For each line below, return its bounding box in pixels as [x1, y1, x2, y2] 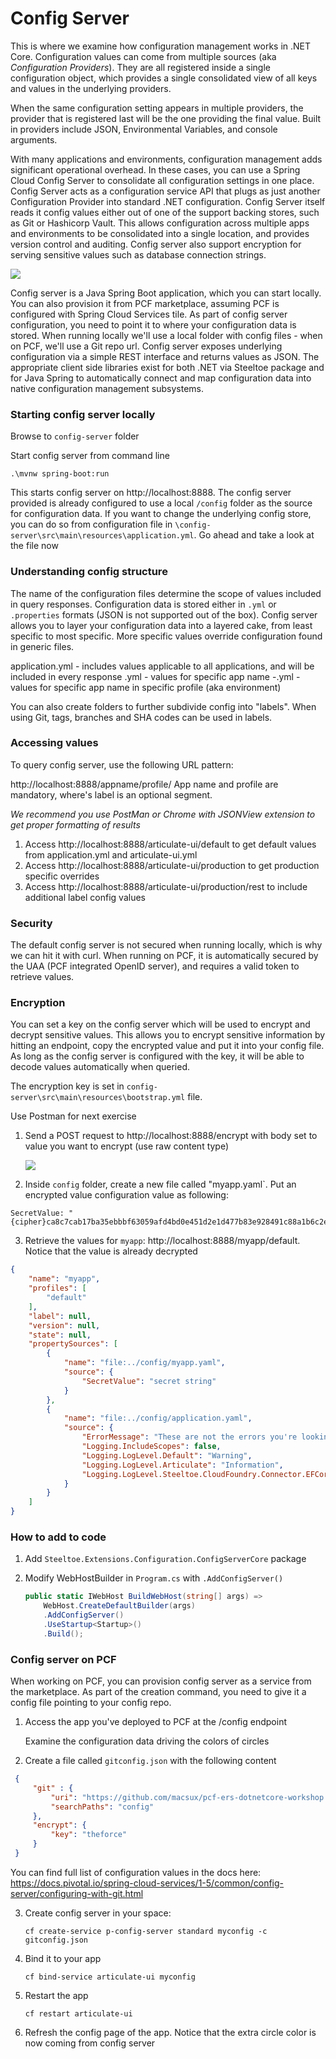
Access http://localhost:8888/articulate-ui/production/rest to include [24, 880, 308, 892]
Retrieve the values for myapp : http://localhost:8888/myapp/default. [24, 1235, 301, 1247]
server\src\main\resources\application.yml [10, 531, 195, 541]
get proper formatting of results [10, 818, 141, 831]
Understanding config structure [10, 565, 168, 579]
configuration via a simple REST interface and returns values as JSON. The [10, 350, 320, 362]
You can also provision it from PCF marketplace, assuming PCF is [10, 297, 280, 309]
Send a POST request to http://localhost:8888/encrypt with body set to [24, 1130, 318, 1142]
